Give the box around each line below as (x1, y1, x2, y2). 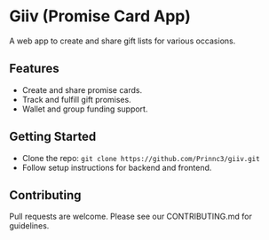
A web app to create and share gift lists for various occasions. (9, 35, 236, 46)
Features (9, 61, 59, 76)
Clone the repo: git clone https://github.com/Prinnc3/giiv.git (21, 152, 260, 163)
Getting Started (9, 129, 97, 144)
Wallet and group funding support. (21, 104, 148, 114)
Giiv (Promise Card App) (9, 6, 191, 27)
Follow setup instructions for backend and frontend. (21, 162, 212, 173)
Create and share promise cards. (21, 84, 143, 95)
